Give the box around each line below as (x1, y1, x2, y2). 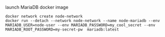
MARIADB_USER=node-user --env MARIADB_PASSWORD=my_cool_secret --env (5, 22, 156, 27)
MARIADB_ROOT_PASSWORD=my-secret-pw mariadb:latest (5, 27, 119, 32)
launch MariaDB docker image (5, 4, 69, 10)
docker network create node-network (5, 14, 83, 19)
